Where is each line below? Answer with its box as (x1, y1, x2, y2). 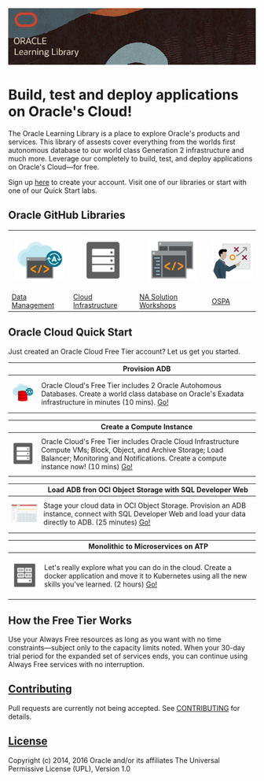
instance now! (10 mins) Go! (40, 462, 134, 472)
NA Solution (139, 292, 178, 302)
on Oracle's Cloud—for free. (8, 162, 100, 172)
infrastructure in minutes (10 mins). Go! (41, 397, 169, 406)
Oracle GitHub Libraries (8, 209, 126, 222)
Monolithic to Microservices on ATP (88, 542, 209, 551)
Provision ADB (123, 364, 171, 374)
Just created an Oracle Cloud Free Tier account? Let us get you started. (8, 346, 241, 356)
